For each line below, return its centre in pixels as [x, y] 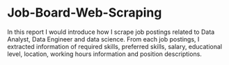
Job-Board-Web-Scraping [85, 13]
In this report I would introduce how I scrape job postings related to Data [111, 32]
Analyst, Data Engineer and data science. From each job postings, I [103, 39]
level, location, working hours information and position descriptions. [104, 54]
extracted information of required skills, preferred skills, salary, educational [115, 46]
